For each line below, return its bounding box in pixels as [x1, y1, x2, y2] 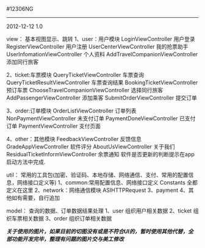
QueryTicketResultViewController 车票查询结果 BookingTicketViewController [6, 79, 198, 86]
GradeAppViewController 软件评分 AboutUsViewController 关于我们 [6, 143, 175, 150]
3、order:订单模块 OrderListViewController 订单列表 [6, 107, 137, 114]
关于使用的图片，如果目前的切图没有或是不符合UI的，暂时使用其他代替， [6, 228, 189, 235]
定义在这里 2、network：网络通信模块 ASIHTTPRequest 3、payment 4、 [6, 186, 189, 194]
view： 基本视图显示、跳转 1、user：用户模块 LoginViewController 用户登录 [6, 35, 195, 42]
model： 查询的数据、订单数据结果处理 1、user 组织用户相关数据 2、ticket [6, 207, 192, 214]
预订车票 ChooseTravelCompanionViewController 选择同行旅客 [6, 87, 164, 93]
